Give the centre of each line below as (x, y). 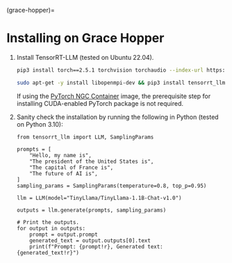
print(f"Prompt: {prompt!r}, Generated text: (97, 246)
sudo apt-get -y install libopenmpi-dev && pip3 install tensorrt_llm (121, 83)
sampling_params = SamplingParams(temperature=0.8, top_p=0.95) (111, 186)
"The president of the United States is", (92, 161)
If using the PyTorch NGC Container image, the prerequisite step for (114, 96)
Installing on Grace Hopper (85, 38)
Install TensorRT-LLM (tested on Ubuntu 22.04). (85, 57)
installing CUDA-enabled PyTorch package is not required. (100, 103)
